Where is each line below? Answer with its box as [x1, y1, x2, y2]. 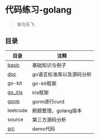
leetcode [7, 107, 28, 114]
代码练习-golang [5, 4, 72, 15]
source [7, 116, 23, 123]
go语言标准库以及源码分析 [32, 71, 92, 77]
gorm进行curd [32, 98, 65, 105]
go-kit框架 [32, 80, 57, 87]
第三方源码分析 [32, 116, 66, 123]
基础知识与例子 [32, 62, 66, 68]
